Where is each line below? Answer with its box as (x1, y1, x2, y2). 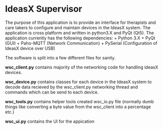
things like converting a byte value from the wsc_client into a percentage (5, 104, 151, 110)
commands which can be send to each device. (5, 89, 99, 95)
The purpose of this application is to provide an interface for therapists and (5, 19, 156, 25)
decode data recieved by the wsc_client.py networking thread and (5, 84, 138, 90)
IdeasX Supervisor (5, 3, 82, 15)
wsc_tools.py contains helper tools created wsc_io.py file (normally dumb (5, 98, 154, 104)
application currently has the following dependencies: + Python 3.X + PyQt (5, 35, 156, 41)
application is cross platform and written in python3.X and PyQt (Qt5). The (5, 30, 154, 36)
